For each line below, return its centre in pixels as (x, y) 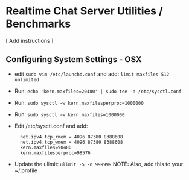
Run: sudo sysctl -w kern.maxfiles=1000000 (69, 114)
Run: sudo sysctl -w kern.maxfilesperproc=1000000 (79, 102)
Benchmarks (38, 24)
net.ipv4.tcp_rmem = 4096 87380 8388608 (72, 137)
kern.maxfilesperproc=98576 (56, 153)
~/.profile (26, 170)
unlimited (27, 79)
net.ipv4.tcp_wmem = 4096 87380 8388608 (72, 142)
